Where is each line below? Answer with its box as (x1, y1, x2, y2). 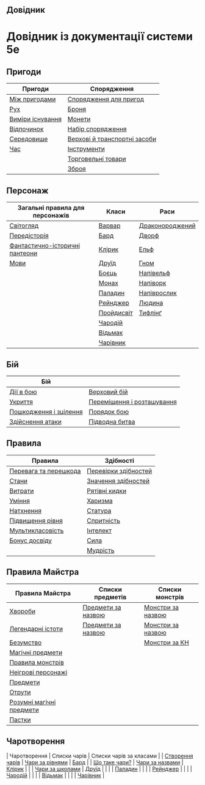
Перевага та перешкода (9, 466, 81, 475)
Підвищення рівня (9, 516, 63, 525)
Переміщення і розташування (88, 397, 177, 406)
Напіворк (138, 279, 167, 287)
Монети (67, 115, 91, 123)
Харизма (87, 496, 113, 505)
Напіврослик (138, 289, 177, 297)
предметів (94, 592, 127, 601)
